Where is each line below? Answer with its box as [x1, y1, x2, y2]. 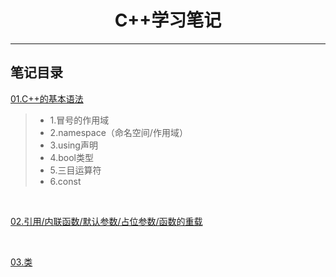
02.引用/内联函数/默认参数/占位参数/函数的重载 [10, 215, 203, 227]
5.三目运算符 [49, 164, 102, 176]
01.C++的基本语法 [10, 92, 84, 105]
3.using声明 [49, 139, 98, 151]
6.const [49, 175, 82, 187]
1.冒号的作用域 [49, 114, 110, 126]
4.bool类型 [49, 151, 94, 163]
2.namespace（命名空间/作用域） [49, 126, 188, 138]
